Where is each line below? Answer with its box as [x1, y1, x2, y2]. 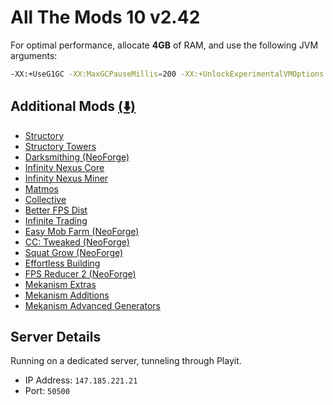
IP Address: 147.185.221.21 [24, 374, 138, 386]
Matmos [24, 182, 59, 195]
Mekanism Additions [24, 289, 110, 301]
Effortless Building [24, 257, 101, 269]
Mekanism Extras [24, 278, 97, 290]
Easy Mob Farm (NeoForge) [24, 225, 140, 237]
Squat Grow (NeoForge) [24, 246, 124, 258]
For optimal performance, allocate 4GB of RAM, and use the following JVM [10, 39, 319, 51]
